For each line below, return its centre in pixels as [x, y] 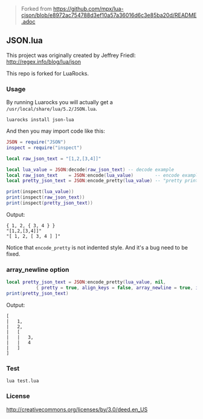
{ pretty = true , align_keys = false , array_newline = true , [114, 288]
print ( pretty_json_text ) [37, 294]
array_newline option [38, 269]
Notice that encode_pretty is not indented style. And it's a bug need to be [97, 247]
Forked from [37, 9]
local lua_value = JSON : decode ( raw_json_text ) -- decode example [90, 170]
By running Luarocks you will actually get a [60, 102]
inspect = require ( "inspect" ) [44, 148]
